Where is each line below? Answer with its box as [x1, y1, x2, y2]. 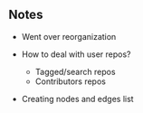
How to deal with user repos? [21, 49, 131, 60]
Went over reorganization [21, 31, 117, 42]
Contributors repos [34, 76, 106, 87]
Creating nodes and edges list [21, 93, 134, 104]
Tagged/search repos [34, 66, 116, 77]
